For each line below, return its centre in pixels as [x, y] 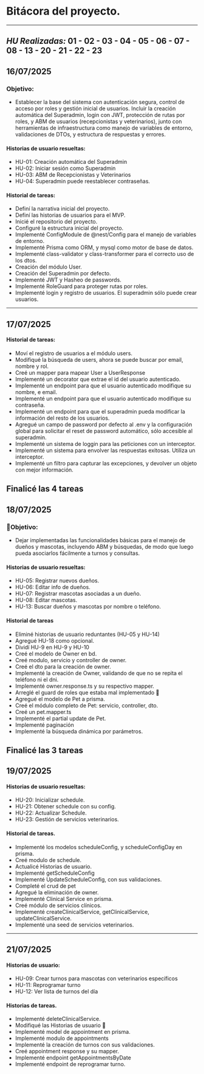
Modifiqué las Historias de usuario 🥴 [60, 1025]
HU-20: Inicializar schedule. [50, 800]
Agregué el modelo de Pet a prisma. [60, 699]
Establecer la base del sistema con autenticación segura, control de [100, 102]
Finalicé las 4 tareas [45, 489]
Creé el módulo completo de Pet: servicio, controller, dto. [87, 705]
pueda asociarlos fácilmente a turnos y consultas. [77, 553]
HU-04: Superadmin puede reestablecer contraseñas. [83, 182]
